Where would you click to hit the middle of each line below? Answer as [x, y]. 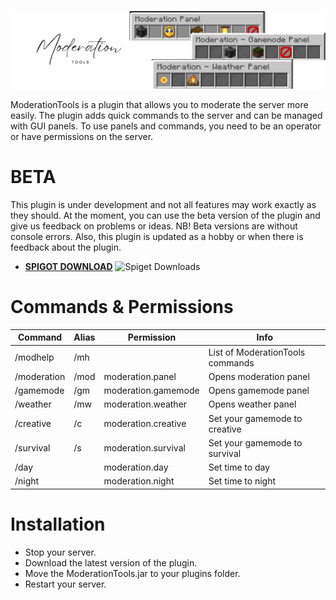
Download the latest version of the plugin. [111, 562]
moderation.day [136, 467]
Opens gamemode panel [259, 391]
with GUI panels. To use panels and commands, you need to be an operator [166, 126]
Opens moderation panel [259, 376]
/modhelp [34, 357]
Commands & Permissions [122, 307]
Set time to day [239, 467]
